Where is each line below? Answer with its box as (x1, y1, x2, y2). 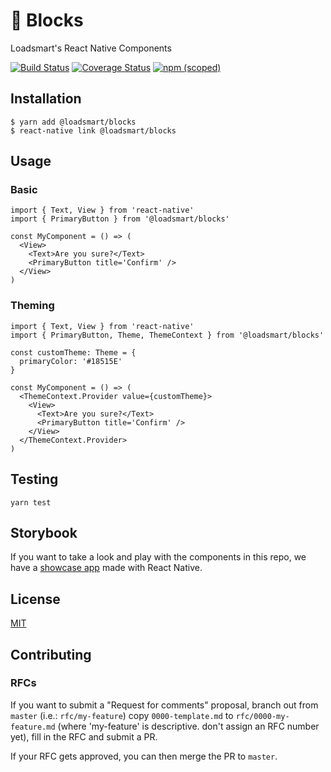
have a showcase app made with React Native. (10, 562, 203, 574)
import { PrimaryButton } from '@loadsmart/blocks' (10, 214, 230, 224)
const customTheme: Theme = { (10, 347, 137, 358)
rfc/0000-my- (235, 711, 290, 721)
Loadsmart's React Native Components (10, 42, 172, 54)
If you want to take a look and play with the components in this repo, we (10, 551, 307, 563)
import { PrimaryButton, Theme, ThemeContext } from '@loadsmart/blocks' (10, 330, 325, 340)
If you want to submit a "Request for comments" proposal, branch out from (10, 699, 319, 711)
